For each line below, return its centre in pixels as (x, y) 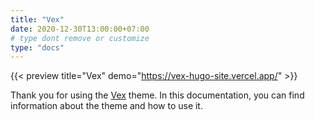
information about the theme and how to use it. (106, 106)
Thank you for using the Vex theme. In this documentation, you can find (157, 95)
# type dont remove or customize (80, 38)
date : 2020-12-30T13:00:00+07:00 (80, 29)
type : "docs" (37, 47)
